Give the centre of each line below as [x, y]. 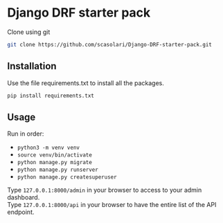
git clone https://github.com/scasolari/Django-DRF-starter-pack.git [110, 44]
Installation [32, 66]
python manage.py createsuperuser [67, 177]
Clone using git [29, 32]
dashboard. [24, 197]
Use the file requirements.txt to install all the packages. [86, 83]
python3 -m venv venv [48, 148]
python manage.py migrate [54, 163]
